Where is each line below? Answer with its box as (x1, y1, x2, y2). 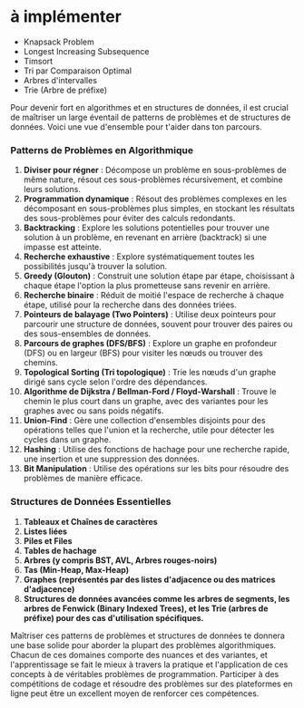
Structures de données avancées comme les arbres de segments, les (23, 593, 290, 604)
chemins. (23, 357, 58, 368)
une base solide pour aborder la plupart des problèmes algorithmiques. (10, 639, 277, 650)
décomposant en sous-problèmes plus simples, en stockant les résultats (23, 203, 296, 214)
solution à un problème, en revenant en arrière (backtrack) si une (23, 232, 267, 243)
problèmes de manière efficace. (23, 473, 143, 484)
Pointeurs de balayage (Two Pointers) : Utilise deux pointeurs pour (23, 309, 277, 320)
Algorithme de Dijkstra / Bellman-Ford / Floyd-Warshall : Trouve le (23, 386, 277, 397)
